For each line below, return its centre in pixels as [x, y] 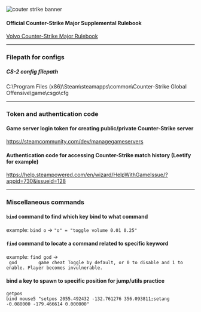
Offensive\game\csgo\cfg [37, 93]
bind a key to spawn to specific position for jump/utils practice [86, 281]
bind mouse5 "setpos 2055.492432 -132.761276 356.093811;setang [88, 299]
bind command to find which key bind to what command [77, 216]
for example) [22, 161]
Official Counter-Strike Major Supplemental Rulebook [74, 23]
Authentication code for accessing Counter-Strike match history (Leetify [99, 155]
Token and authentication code [52, 114]
